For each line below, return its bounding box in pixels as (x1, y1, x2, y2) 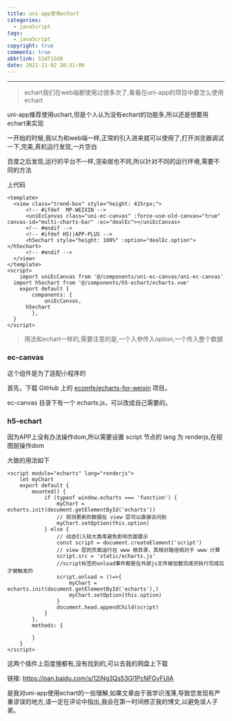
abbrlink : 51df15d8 (7, 55, 64, 62)
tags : (7, 29, 23, 37)
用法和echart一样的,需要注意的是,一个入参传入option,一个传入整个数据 (23, 334, 223, 343)
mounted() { (32, 488, 67, 496)
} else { (43, 526, 70, 533)
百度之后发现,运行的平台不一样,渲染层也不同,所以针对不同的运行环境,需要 (7, 157, 214, 165)
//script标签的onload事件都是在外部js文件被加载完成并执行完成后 (56, 560, 224, 567)
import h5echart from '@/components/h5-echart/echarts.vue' (13, 279, 190, 286)
